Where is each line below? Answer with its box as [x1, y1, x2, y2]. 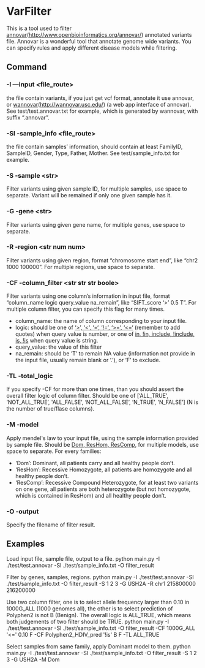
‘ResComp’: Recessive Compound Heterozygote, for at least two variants [15, 479, 199, 486]
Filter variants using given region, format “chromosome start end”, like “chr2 [6, 256, 198, 264]
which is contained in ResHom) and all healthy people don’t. [15, 492, 166, 499]
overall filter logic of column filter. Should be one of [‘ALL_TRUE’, [6, 392, 169, 400]
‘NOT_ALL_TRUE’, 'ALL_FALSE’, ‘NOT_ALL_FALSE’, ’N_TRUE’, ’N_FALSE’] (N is [6, 398, 199, 406]
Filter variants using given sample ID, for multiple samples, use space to [6, 185, 188, 192]
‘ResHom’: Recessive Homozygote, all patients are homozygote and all [15, 466, 193, 473]
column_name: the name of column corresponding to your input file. [15, 317, 187, 325]
